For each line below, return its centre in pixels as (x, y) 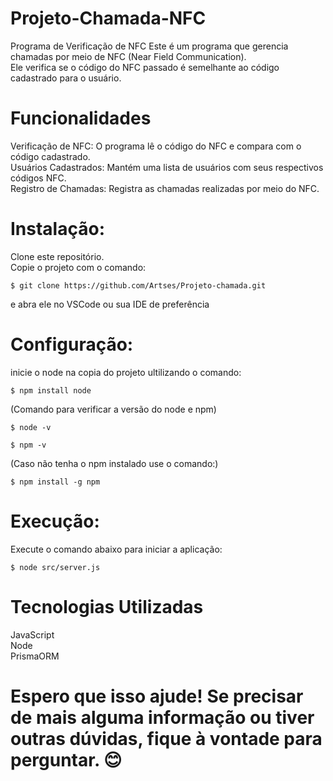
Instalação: (57, 229)
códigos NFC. (38, 178)
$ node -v (31, 427)
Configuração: (72, 344)
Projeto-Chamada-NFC (108, 18)
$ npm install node (51, 390)
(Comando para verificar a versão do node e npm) (113, 409)
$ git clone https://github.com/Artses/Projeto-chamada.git (138, 285)
